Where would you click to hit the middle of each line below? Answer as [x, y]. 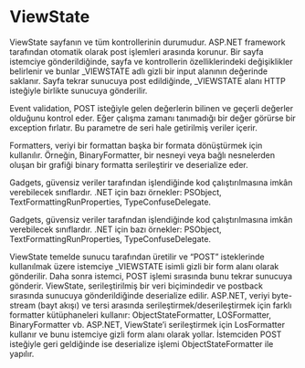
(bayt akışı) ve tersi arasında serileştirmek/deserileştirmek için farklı [165, 305]
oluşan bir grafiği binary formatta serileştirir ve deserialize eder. [129, 164]
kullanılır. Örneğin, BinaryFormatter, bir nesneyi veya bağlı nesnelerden [142, 155]
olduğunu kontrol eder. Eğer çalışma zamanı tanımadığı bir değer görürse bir [153, 118]
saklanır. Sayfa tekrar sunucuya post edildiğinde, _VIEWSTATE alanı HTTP [147, 80]
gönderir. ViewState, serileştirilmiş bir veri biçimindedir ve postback [136, 286]
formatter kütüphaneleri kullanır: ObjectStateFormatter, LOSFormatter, [141, 315]
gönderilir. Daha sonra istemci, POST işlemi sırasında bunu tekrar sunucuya [151, 276]
